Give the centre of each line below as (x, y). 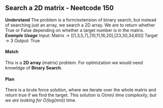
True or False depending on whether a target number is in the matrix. (75, 30)
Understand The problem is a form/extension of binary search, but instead (81, 20)
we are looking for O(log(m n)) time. (41, 100)
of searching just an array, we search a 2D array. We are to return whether (80, 25)
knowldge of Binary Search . (34, 68)
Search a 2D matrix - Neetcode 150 (59, 8)
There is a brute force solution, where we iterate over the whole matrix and (81, 90)
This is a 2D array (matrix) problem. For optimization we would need (74, 63)
